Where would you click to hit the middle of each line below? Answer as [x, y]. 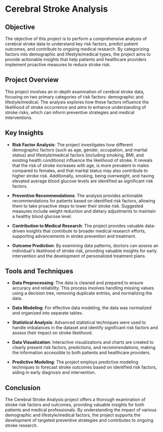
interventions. [19, 118]
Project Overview [32, 80]
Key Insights [24, 133]
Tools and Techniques [39, 271]
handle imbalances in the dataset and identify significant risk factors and [85, 328]
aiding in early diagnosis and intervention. [54, 373]
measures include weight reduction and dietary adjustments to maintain [84, 211]
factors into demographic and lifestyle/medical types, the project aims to [78, 54]
